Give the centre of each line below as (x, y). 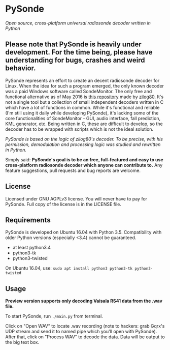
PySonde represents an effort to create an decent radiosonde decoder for (82, 80)
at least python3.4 (31, 248)
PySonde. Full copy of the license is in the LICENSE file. (63, 204)
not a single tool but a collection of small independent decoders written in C (84, 102)
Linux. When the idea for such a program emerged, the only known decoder (84, 86)
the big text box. (22, 342)
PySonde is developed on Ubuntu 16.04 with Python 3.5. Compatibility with (83, 232)
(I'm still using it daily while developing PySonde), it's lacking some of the (82, 113)
